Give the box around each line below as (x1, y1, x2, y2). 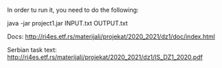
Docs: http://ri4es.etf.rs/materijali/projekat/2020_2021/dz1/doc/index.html (7, 32, 215, 41)
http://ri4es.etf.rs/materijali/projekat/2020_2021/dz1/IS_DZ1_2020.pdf (7, 53, 203, 61)
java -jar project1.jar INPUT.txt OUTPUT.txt (7, 19, 129, 27)
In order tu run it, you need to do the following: (7, 6, 139, 14)
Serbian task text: (7, 46, 57, 54)
